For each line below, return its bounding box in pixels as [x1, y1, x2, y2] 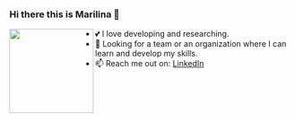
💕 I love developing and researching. [95, 29, 230, 39]
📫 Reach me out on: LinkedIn [95, 58, 204, 69]
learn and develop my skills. [95, 48, 198, 59]
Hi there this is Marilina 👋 [9, 8, 120, 21]
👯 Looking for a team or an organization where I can [95, 39, 287, 49]
